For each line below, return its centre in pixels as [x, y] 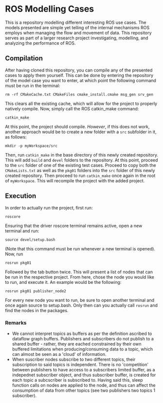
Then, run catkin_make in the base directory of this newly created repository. [81, 155]
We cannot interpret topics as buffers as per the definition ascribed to [82, 333]
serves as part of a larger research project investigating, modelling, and [77, 38]
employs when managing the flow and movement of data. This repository [78, 33]
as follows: [16, 137]
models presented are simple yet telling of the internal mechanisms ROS [77, 27]
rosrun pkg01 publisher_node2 [36, 291]
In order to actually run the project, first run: [49, 208]
